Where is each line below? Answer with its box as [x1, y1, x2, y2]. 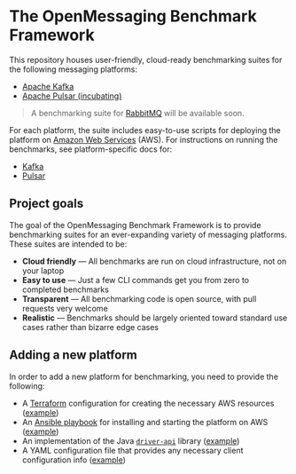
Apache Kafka [21, 81, 74, 91]
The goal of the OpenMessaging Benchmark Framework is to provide [9, 219, 261, 230]
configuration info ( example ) [21, 454, 127, 465]
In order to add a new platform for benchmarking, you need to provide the [9, 371, 279, 382]
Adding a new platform [9, 348, 137, 363]
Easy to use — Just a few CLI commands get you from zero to [21, 274, 250, 285]
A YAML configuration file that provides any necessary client [21, 445, 244, 455]
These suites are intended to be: [9, 238, 128, 249]
